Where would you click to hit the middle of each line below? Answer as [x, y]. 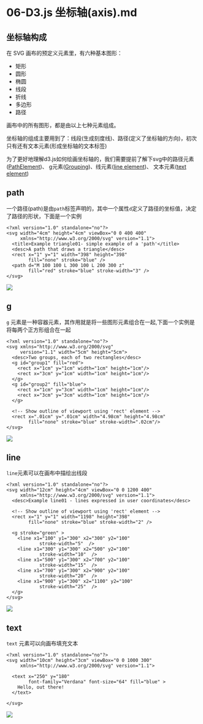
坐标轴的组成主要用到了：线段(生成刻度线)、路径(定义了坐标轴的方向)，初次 [102, 138]
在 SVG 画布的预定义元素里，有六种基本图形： [64, 53]
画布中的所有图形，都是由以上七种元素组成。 [63, 125]
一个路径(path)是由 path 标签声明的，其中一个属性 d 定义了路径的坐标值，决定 [101, 208]
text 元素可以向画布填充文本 [42, 644]
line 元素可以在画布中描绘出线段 [47, 473]
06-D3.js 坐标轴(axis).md [72, 13]
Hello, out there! [41, 687]
